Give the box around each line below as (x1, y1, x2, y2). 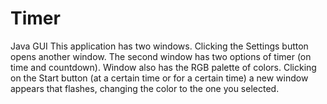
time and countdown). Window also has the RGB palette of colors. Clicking (10, 61, 317, 73)
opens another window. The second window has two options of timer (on (10, 50, 312, 62)
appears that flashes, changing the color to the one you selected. (10, 82, 280, 94)
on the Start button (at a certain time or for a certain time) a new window (10, 72, 309, 84)
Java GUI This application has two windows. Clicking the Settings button (10, 40, 309, 52)
